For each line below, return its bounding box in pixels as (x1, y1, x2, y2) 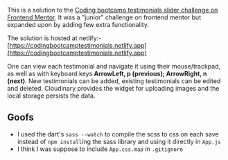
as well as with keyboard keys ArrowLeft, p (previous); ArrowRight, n (7, 69, 207, 78)
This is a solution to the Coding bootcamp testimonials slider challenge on (7, 6, 218, 14)
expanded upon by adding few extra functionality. (7, 21, 149, 28)
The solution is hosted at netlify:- (7, 34, 102, 42)
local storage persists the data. (7, 91, 96, 100)
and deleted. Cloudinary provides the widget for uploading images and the (7, 85, 220, 92)
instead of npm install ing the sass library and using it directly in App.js (17, 137, 222, 145)
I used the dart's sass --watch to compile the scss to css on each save (17, 130, 219, 138)
